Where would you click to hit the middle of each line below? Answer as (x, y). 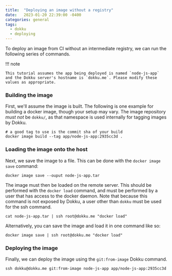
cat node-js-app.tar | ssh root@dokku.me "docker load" (66, 216)
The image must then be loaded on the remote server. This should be (79, 185)
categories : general (27, 19)
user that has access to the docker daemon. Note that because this (77, 196)
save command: (22, 166)
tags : (11, 24)
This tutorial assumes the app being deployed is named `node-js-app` (82, 73)
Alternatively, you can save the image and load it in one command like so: (83, 226)
